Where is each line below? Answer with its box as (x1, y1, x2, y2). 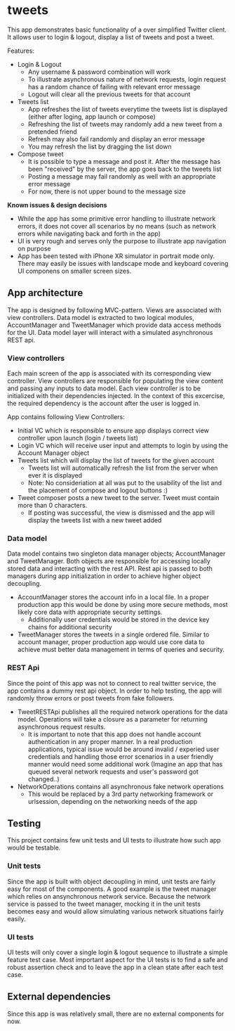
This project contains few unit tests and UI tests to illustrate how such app (7, 836, 221, 845)
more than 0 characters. (17, 501, 88, 510)
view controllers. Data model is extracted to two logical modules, (7, 313, 194, 321)
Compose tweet (17, 150, 65, 158)
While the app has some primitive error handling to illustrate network (17, 214, 216, 223)
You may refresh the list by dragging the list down (27, 142, 172, 151)
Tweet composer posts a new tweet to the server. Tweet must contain (17, 494, 220, 502)
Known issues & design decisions (7, 200, 107, 209)
